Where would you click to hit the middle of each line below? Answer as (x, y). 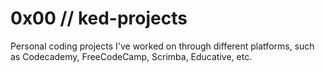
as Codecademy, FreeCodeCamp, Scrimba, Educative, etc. (131, 56)
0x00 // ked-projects (99, 18)
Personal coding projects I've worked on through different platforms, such (162, 46)
